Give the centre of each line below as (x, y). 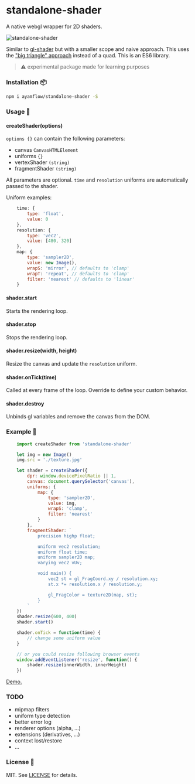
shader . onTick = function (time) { (59, 633)
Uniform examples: (29, 197)
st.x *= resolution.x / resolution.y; (95, 584)
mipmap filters (32, 710)
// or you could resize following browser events (78, 654)
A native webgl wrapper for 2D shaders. (54, 26)
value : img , (62, 503)
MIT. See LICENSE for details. (42, 775)
